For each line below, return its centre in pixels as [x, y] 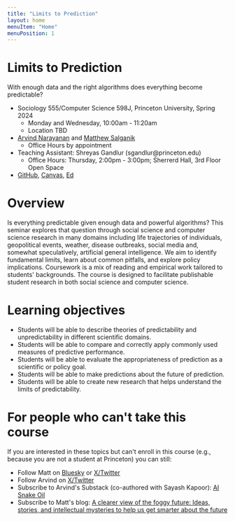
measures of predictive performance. [71, 352]
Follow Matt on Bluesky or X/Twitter [69, 472]
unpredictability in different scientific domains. [84, 337]
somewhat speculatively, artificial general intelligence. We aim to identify [112, 252]
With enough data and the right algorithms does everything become [105, 87]
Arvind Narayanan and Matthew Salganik [76, 138]
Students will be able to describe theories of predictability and [107, 330]
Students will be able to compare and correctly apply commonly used [117, 345]
